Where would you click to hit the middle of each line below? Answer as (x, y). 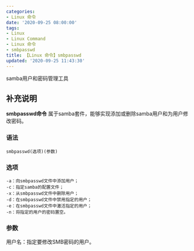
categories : (21, 11)
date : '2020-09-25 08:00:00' (42, 22)
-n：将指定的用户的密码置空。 (37, 212)
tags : (13, 28)
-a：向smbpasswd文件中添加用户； (42, 181)
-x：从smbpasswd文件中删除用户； (42, 193)
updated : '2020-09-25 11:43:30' (45, 61)
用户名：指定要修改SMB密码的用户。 (50, 242)
